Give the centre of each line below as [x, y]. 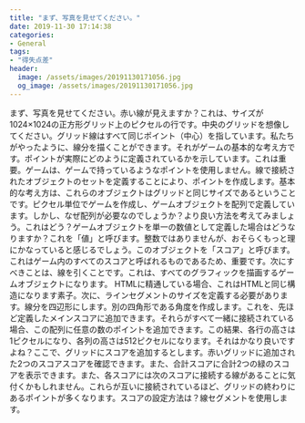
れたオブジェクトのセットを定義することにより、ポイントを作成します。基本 [152, 181]
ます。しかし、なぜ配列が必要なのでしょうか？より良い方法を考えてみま [144, 215]
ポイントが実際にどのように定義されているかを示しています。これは [152, 158]
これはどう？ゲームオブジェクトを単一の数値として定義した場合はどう [157, 227]
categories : [32, 35]
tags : [20, 52]
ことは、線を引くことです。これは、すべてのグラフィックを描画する [152, 272]
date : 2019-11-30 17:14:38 [61, 26]
